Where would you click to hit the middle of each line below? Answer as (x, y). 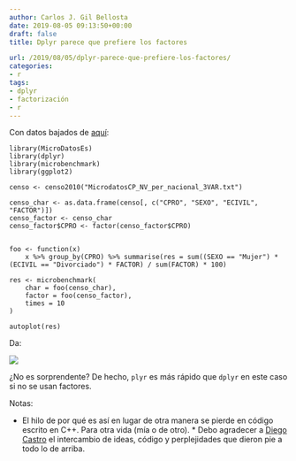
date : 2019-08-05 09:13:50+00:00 (71, 26)
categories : (31, 66)
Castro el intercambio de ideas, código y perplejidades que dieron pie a (152, 440)
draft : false (33, 34)
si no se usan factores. (50, 387)
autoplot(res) (35, 327)
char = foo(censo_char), (71, 288)
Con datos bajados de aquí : (59, 133)
